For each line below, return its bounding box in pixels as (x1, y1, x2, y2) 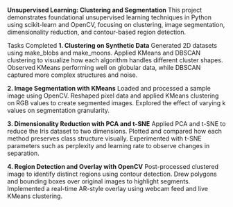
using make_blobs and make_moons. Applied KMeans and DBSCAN (7, 48, 201, 57)
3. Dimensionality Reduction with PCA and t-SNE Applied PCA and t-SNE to (7, 120, 226, 127)
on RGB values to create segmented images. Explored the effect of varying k (7, 99, 226, 107)
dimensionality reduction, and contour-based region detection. (7, 28, 187, 36)
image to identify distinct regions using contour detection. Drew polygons (7, 170, 217, 178)
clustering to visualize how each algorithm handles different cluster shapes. (7, 56, 223, 64)
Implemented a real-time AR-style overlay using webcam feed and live (7, 185, 208, 192)
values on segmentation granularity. (7, 107, 110, 114)
